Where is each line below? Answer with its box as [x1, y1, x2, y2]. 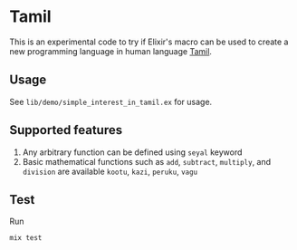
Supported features [9, 122, 123, 138]
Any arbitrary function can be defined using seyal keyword [22, 147, 243, 158]
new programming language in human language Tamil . [9, 45, 213, 56]
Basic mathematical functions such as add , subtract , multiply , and [22, 156, 272, 167]
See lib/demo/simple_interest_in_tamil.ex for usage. [9, 96, 213, 107]
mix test [9, 234, 43, 243]
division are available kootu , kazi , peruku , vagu [22, 166, 198, 177]
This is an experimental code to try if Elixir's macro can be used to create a [9, 36, 289, 47]
